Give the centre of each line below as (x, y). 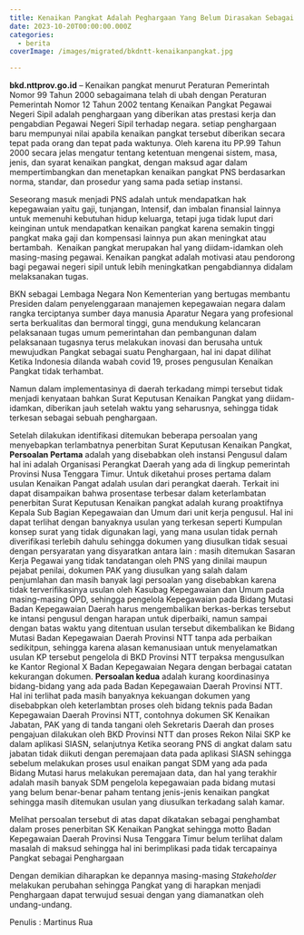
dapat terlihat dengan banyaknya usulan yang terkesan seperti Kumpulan (146, 522)
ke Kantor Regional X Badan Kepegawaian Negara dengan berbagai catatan (151, 667)
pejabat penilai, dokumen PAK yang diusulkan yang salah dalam (128, 571)
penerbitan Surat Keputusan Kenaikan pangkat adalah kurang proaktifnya (147, 503)
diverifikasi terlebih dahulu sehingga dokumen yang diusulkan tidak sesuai (148, 542)
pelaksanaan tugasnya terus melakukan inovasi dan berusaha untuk (136, 342)
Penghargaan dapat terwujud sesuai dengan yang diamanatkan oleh (137, 895)
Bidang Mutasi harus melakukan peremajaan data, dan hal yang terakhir (143, 773)
